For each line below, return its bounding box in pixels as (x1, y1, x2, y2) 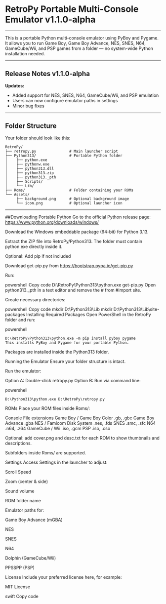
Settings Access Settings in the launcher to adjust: (5, 459, 108, 465)
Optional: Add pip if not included (5, 253, 71, 259)
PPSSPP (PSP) (5, 564, 35, 570)
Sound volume (5, 488, 35, 494)
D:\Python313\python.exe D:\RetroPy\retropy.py (5, 397, 105, 402)
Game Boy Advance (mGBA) (5, 517, 63, 523)
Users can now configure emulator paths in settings (12, 97, 118, 103)
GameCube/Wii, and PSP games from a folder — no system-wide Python (5, 45, 153, 51)
